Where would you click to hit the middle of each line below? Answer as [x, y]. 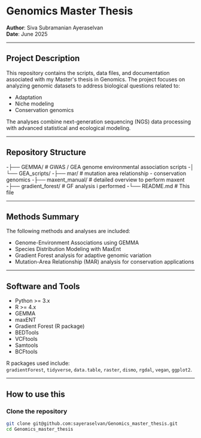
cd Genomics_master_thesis [40, 429]
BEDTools [27, 333]
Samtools [26, 345]
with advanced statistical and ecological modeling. [68, 128]
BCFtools [26, 352]
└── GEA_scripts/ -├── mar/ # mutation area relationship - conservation [96, 173]
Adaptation [28, 97]
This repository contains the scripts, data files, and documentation [88, 73]
